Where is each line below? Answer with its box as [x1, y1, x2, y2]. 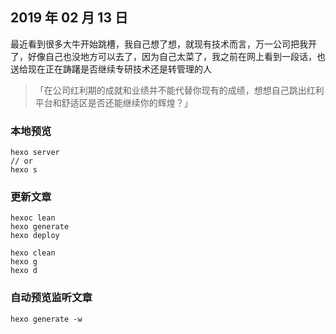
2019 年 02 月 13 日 [10, 9, 128, 27]
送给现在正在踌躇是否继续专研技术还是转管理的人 [10, 63, 212, 75]
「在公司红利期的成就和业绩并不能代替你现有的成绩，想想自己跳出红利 [34, 84, 325, 96]
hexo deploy [10, 231, 60, 241]
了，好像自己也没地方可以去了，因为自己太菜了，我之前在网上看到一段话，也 [10, 50, 326, 62]
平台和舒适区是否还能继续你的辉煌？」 [34, 96, 193, 108]
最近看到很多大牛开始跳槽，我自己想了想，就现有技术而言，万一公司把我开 [10, 38, 317, 50]
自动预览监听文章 [10, 291, 93, 305]
